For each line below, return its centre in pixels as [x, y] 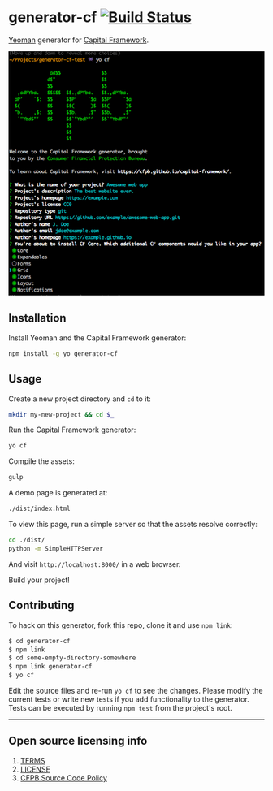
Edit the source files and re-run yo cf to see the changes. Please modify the [136, 691]
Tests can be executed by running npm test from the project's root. [121, 708]
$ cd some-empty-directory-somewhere [72, 658]
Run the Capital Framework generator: [72, 430]
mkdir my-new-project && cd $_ [61, 414]
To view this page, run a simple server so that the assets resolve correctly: [133, 525]
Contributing [41, 605]
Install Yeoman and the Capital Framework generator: [97, 338]
